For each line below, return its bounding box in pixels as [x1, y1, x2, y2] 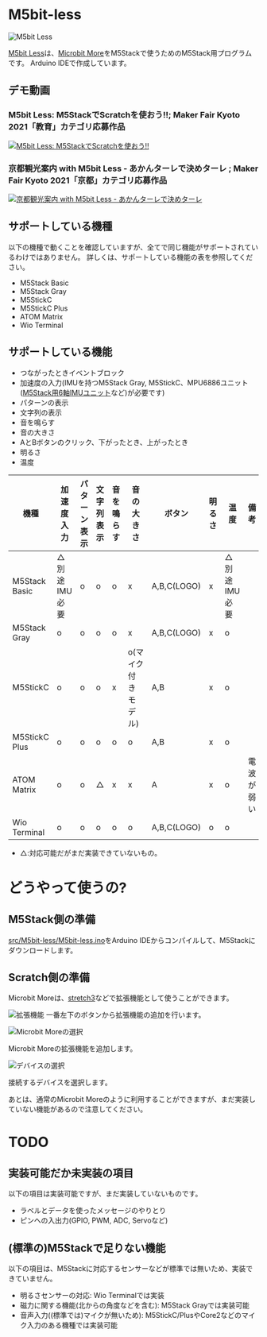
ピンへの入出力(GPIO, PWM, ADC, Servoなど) [19, 1215, 168, 1225]
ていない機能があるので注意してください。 [8, 1104, 148, 1114]
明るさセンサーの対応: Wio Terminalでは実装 [19, 1291, 165, 1300]
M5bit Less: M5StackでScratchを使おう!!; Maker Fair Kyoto [8, 110, 241, 121]
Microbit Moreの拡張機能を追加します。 [8, 1044, 137, 1053]
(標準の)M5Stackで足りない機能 [8, 1241, 166, 1254]
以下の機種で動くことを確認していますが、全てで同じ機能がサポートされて [8, 242, 252, 252]
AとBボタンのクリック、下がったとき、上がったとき [19, 437, 189, 446]
